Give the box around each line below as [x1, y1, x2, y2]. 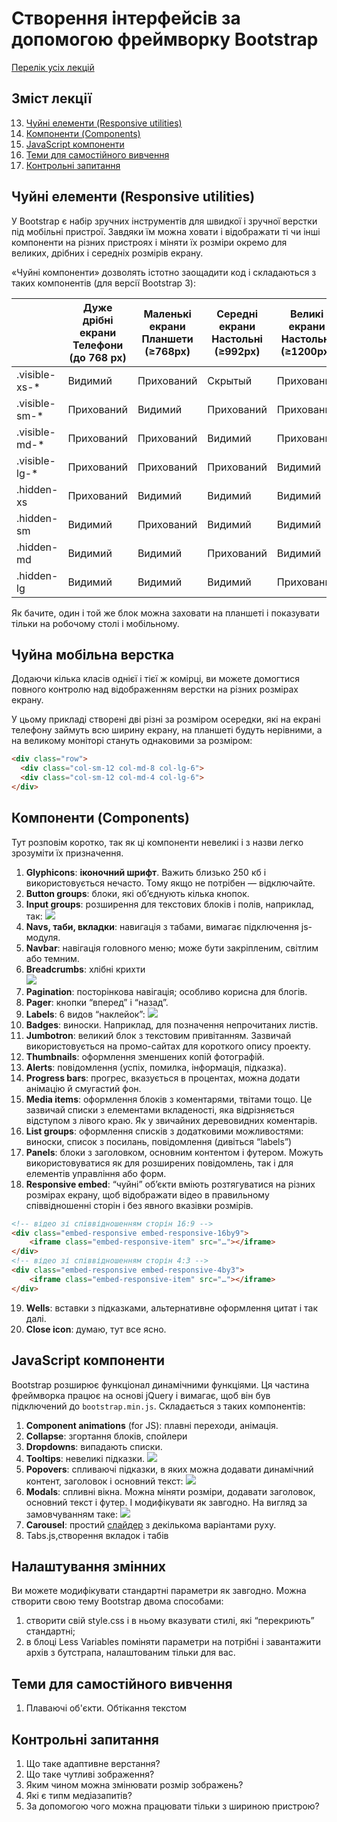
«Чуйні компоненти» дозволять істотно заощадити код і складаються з [11, 266, 317, 278]
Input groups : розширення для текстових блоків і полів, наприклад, [25, 898, 315, 910]
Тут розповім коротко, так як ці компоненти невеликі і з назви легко [11, 836, 304, 848]
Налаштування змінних [11, 1558, 166, 1575]
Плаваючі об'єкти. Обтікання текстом [25, 1702, 188, 1714]
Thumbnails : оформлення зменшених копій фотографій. [25, 1050, 265, 1062]
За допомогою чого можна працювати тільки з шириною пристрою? [25, 1800, 320, 1812]
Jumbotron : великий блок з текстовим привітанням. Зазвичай [25, 1029, 292, 1041]
